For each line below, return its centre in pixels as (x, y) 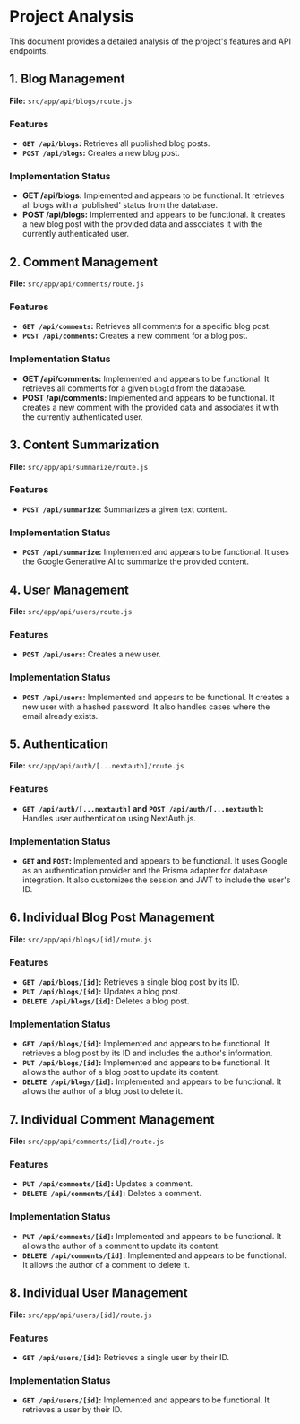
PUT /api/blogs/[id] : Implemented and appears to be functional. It (146, 1063)
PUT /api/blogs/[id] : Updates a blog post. (101, 992)
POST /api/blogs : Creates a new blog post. (101, 153)
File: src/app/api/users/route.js (71, 611)
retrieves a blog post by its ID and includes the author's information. (147, 1053)
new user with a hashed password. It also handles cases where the (146, 707)
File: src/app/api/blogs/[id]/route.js (81, 939)
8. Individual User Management (99, 1293)
